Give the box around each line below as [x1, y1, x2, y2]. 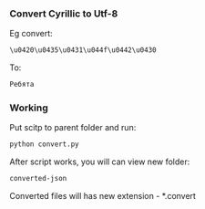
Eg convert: [9, 28, 53, 39]
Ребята [9, 80, 35, 89]
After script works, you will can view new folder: [9, 156, 190, 167]
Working [9, 101, 48, 114]
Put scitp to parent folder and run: [9, 122, 137, 133]
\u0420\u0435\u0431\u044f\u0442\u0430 [9, 46, 157, 55]
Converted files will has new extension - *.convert [9, 191, 196, 202]
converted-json [9, 174, 67, 183]
